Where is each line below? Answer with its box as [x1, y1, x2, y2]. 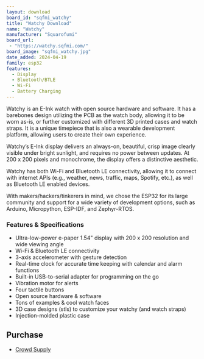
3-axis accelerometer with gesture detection [15, 254, 127, 261]
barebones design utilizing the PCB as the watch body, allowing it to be [6, 111, 185, 119]
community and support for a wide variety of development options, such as [6, 199, 195, 206]
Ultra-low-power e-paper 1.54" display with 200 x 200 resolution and [15, 234, 189, 241]
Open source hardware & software [15, 293, 102, 300]
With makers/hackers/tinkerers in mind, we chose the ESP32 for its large [6, 192, 188, 199]
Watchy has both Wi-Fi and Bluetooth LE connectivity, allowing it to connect [6, 167, 197, 174]
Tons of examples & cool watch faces [15, 299, 110, 307]
